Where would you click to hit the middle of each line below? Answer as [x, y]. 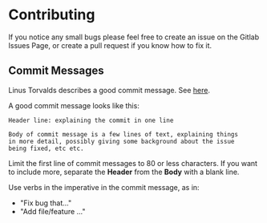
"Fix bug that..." [46, 203]
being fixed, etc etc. [46, 148]
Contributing [52, 15]
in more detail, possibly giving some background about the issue [121, 141]
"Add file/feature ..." [53, 211]
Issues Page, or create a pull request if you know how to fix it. [110, 45]
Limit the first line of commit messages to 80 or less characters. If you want [133, 163]
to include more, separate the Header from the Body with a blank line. [124, 172]
